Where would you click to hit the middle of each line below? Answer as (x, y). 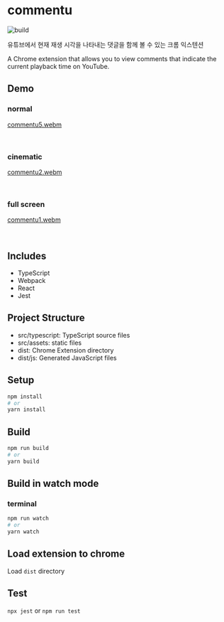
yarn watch (23, 532)
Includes (27, 256)
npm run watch (28, 519)
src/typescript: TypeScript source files (74, 335)
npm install (25, 397)
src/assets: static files (50, 343)
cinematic (25, 156)
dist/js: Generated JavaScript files (67, 358)
